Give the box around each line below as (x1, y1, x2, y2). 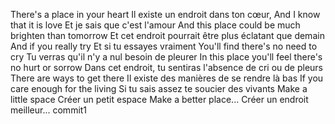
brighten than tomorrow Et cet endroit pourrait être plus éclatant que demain (10, 30, 325, 41)
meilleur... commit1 (10, 104, 88, 116)
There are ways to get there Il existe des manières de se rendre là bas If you (10, 72, 324, 84)
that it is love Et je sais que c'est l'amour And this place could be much (10, 19, 301, 31)
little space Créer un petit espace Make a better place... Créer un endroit (10, 94, 309, 105)
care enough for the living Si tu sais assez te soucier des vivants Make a (10, 83, 308, 94)
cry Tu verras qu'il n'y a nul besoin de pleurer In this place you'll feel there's (10, 51, 323, 63)
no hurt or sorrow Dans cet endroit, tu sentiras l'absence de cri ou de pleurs (10, 62, 323, 73)
